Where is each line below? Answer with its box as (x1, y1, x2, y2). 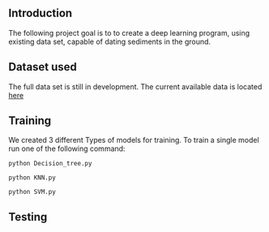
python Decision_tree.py (8, 160, 92, 168)
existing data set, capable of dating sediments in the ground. (8, 37, 211, 46)
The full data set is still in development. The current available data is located (8, 81, 263, 92)
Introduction (8, 6, 73, 20)
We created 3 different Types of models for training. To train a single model (8, 135, 259, 145)
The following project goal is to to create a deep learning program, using (8, 28, 250, 37)
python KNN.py (8, 174, 57, 182)
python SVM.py (8, 188, 57, 196)
